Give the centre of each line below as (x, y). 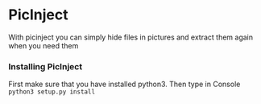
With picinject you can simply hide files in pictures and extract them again (131, 37)
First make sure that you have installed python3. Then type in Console (124, 84)
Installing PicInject (46, 66)
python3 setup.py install (52, 92)
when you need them (43, 45)
